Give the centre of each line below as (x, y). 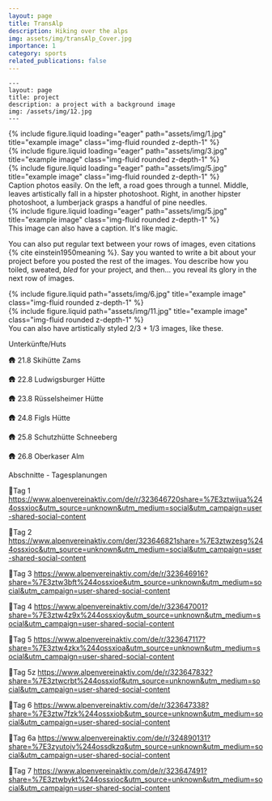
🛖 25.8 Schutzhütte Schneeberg (63, 437)
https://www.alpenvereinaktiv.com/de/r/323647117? (120, 639)
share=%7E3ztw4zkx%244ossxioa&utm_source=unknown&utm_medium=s (134, 647)
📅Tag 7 (20, 770)
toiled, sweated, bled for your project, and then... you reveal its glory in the (133, 269)
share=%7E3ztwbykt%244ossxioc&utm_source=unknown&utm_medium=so (136, 779)
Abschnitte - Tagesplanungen (58, 475)
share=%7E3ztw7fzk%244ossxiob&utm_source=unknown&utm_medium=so (136, 714)
